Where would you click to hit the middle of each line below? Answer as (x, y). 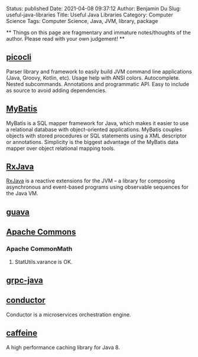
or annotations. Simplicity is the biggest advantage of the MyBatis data (92, 142)
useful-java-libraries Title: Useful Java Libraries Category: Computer (90, 15)
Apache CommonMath (39, 249)
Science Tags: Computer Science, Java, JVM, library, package (82, 21)
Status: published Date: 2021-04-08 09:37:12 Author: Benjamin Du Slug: (94, 9)
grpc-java (25, 280)
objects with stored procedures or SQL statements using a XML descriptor (97, 136)
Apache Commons (41, 232)
